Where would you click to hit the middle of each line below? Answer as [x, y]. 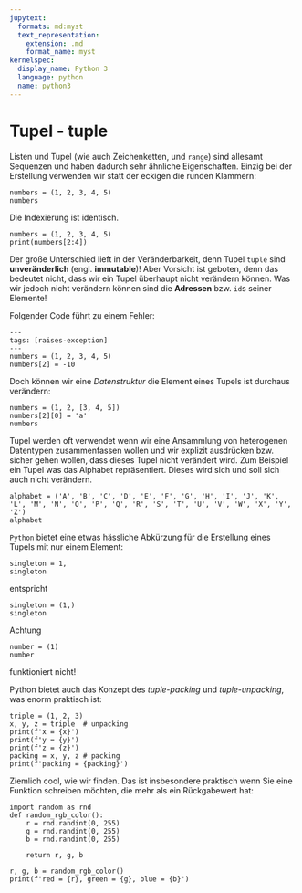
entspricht [29, 588]
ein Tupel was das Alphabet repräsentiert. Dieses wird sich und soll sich [145, 469]
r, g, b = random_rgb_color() [67, 871]
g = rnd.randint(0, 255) [73, 831]
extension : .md [55, 43]
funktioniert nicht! [43, 671]
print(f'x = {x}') [44, 731]
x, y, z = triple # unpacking [69, 724]
